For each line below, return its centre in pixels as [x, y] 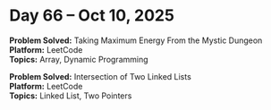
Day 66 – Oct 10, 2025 [92, 16]
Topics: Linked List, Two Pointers [71, 96]
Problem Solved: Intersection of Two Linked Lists [101, 76]
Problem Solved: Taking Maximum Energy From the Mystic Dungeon [136, 40]
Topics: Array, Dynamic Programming [79, 59]
